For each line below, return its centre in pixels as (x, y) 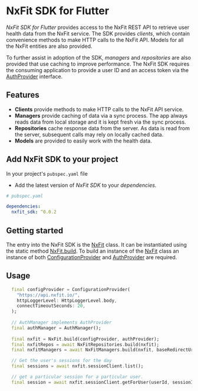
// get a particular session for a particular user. (77, 377)
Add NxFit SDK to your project (62, 159)
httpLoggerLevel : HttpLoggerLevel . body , (67, 300)
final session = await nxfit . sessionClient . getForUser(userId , (90, 382)
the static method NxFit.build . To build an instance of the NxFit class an (93, 251)
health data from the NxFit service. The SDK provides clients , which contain (98, 33)
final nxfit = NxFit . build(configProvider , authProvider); (85, 339)
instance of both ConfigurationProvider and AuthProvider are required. (92, 257)
